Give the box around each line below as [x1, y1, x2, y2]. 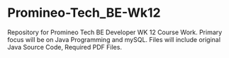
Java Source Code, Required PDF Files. [7, 43, 123, 51]
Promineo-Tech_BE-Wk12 [7, 5, 161, 21]
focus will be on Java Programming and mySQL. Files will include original [7, 35, 221, 43]
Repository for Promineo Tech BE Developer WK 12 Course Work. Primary [7, 28, 223, 36]
